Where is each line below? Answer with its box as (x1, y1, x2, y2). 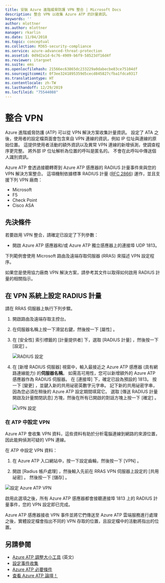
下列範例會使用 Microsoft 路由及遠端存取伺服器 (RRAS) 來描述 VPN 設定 (5, 253, 150, 259)
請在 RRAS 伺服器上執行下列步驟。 (5, 305, 75, 311)
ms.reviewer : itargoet (5, 58, 52, 63)
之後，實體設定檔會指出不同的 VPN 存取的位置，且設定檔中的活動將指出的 (5, 518, 155, 524)
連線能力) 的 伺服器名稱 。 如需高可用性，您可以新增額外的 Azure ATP (16, 370, 156, 376)
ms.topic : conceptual (5, 39, 50, 44)
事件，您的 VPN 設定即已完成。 (9, 502, 73, 508)
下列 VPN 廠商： (9, 177, 43, 183)
